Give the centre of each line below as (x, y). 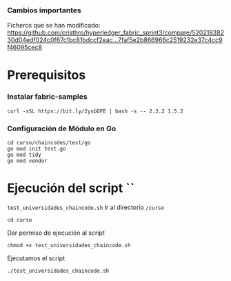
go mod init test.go (37, 149)
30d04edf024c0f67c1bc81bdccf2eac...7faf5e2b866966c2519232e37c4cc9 (115, 40)
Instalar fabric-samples (47, 97)
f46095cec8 (25, 48)
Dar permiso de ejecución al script (56, 233)
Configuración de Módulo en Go (62, 128)
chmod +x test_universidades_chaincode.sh (69, 246)
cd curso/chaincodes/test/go (49, 143)
